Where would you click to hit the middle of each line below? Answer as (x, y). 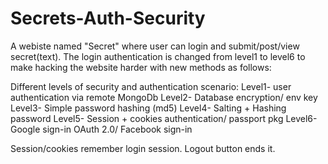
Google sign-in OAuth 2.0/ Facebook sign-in (101, 129)
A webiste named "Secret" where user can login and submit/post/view (155, 46)
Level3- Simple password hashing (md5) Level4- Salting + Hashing (148, 108)
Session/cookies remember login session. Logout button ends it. (143, 148)
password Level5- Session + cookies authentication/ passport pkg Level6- (164, 118)
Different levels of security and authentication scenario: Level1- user (151, 86)
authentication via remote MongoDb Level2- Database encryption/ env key (164, 97)
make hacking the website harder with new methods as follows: (141, 67)
